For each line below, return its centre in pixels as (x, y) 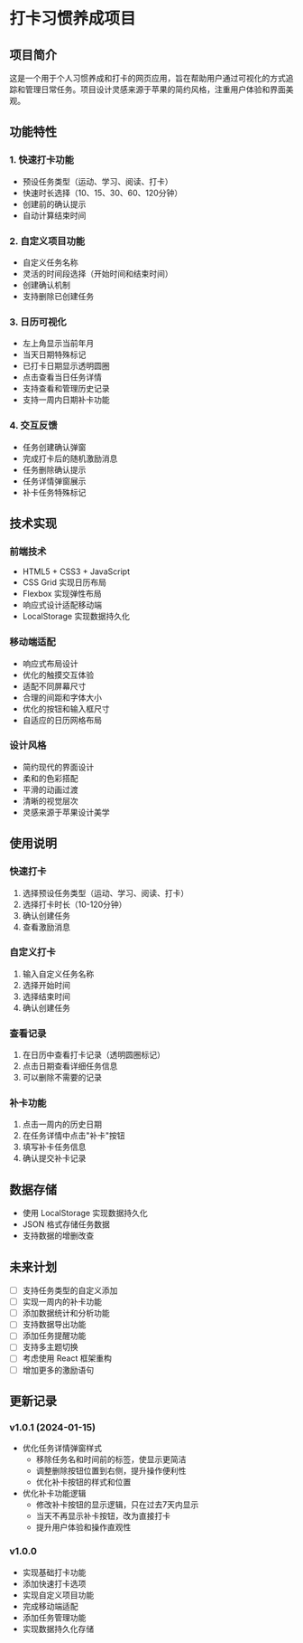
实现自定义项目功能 (58, 1595)
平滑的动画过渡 (50, 789)
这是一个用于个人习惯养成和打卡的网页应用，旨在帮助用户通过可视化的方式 (147, 78)
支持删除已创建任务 (58, 296)
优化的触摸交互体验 (58, 675)
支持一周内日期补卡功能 (66, 400)
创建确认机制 (46, 285)
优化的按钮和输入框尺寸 (66, 708)
